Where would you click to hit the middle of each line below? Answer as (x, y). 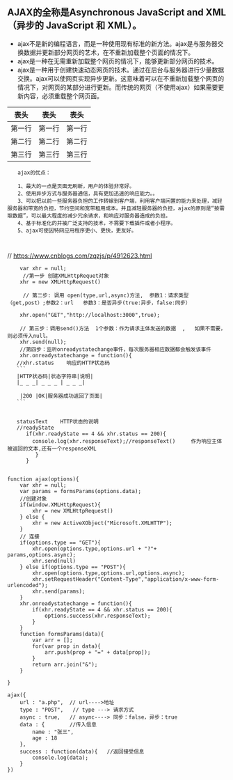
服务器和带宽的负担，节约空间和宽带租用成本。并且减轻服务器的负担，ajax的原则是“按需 (116, 208)
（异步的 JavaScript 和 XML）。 (74, 25)
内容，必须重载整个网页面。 (63, 95)
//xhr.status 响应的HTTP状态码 (63, 363)
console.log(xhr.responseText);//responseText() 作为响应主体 (127, 441)
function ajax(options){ (43, 479)
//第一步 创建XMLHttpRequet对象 (66, 276)
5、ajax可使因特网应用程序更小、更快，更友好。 (77, 231)
